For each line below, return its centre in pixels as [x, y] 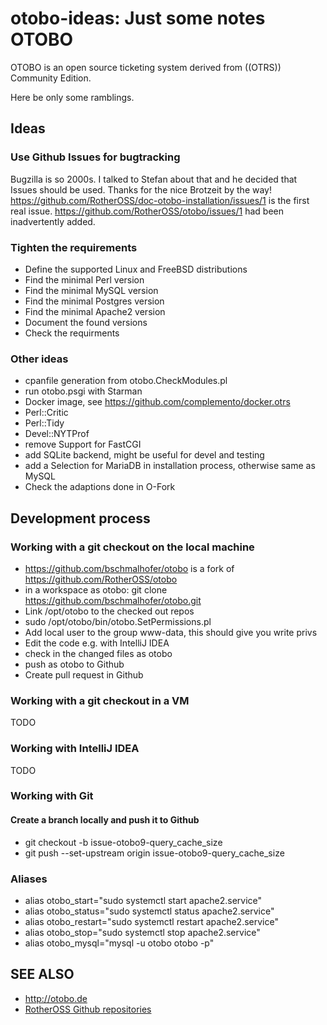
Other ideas [39, 359]
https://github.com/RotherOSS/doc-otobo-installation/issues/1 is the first [160, 200]
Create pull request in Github [84, 674]
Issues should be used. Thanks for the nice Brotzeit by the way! [141, 189]
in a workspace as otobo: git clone [96, 589]
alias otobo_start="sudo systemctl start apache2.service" [143, 900]
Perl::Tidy [44, 423]
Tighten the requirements [74, 247]
